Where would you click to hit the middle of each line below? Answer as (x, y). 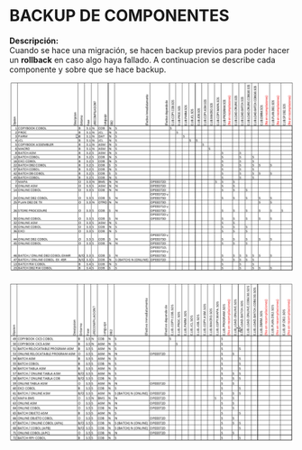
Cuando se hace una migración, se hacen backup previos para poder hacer (150, 50)
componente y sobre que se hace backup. (88, 69)
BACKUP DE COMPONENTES (119, 16)
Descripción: (34, 41)
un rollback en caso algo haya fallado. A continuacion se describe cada (142, 60)
